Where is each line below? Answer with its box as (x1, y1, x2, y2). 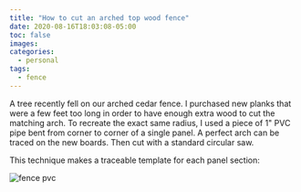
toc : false (9, 30, 51, 39)
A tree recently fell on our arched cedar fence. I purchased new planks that (9, 98, 292, 109)
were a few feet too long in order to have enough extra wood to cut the (9, 107, 275, 119)
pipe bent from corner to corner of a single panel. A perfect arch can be (9, 127, 280, 138)
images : (9, 38, 39, 48)
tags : (9, 65, 30, 74)
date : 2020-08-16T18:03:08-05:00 (9, 22, 137, 31)
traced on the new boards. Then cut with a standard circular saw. (9, 136, 254, 147)
